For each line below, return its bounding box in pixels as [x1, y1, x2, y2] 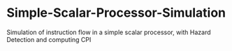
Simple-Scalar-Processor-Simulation [6, 5, 226, 21]
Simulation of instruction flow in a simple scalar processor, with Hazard [6, 28, 211, 36]
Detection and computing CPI [6, 35, 92, 43]
